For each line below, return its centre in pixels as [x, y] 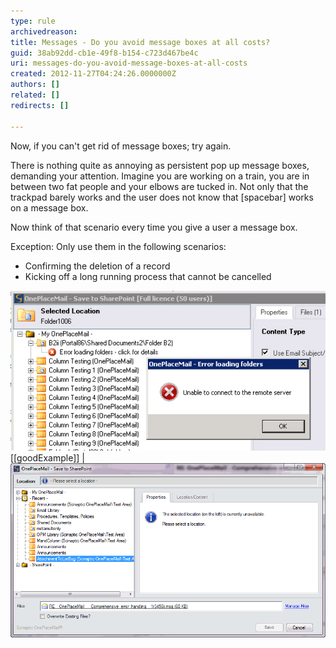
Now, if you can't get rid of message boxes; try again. [121, 146]
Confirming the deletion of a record [97, 266]
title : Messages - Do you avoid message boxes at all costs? [140, 42]
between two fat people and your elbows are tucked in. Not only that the [159, 186]
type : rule [33, 21]
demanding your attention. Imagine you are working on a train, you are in [160, 176]
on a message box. [49, 207]
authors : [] [35, 85]
